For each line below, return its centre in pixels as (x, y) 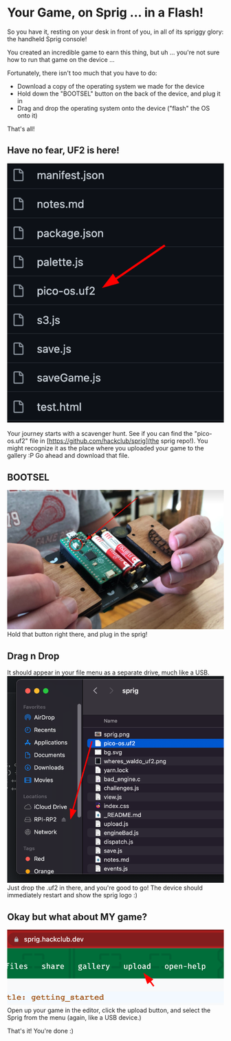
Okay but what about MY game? (77, 917)
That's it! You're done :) (41, 1031)
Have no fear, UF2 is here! (64, 150)
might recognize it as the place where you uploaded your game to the (106, 448)
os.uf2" (18, 441)
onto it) (27, 116)
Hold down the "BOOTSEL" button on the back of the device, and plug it (119, 94)
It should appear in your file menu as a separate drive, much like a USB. (108, 672)
